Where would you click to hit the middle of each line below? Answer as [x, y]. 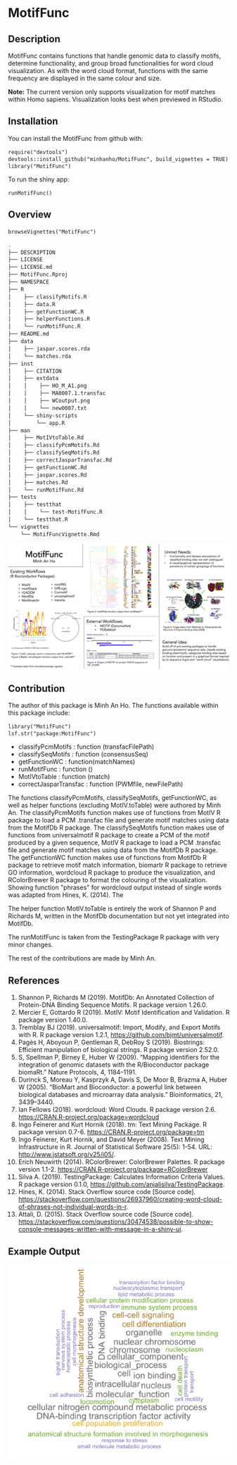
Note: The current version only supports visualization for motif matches [112, 92]
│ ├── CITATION [35, 371]
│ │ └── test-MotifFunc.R [55, 512]
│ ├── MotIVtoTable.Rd [46, 438]
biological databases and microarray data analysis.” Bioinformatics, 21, [121, 1095]
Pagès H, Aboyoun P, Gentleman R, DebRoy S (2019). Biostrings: [111, 1042]
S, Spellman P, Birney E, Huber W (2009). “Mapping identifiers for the [119, 1058]
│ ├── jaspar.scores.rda [49, 349]
